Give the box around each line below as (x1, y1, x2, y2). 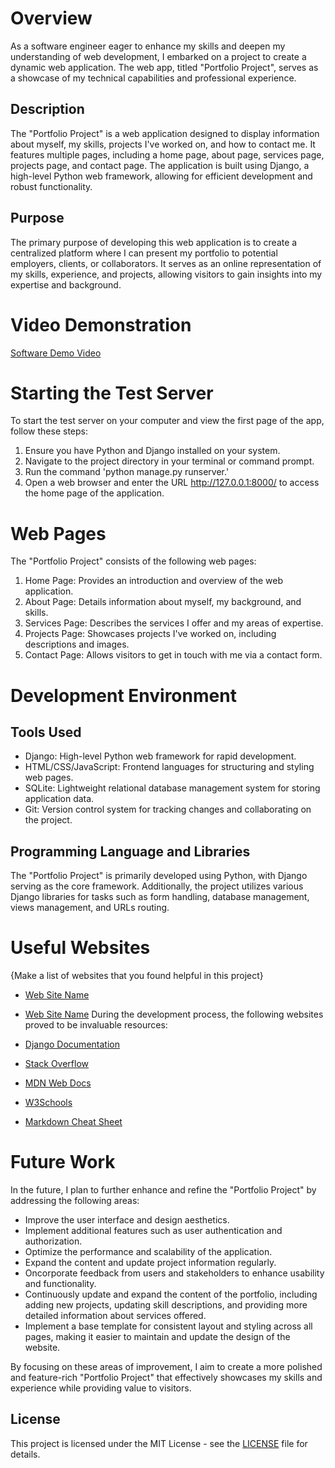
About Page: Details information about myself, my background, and (24, 596, 302, 608)
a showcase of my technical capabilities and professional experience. (10, 72, 297, 84)
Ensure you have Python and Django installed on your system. (24, 445, 281, 457)
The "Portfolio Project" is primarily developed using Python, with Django (10, 870, 308, 882)
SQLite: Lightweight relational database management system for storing (24, 782, 321, 794)
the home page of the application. (24, 487, 165, 499)
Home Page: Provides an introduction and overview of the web (24, 575, 284, 587)
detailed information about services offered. (24, 1310, 207, 1322)
